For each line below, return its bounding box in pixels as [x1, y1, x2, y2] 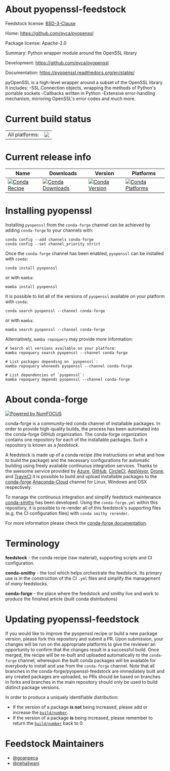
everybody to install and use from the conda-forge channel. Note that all [5, 662, 155, 668]
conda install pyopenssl [5, 265, 58, 271]
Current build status [5, 113, 92, 125]
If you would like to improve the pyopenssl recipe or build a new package [5, 630, 158, 636]
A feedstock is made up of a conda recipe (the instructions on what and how [5, 452, 165, 458]
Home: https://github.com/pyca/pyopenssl [5, 30, 94, 36]
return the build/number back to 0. [12, 720, 84, 726]
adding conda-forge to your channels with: [5, 227, 94, 233]
